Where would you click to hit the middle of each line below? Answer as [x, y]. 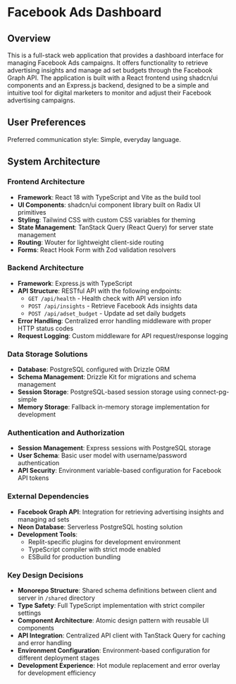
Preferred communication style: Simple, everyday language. [94, 139]
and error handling [44, 642]
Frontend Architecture [46, 182]
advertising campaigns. [41, 100]
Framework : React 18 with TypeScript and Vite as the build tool [109, 197]
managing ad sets [43, 519]
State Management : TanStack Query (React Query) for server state [115, 227]
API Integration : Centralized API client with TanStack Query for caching [121, 635]
